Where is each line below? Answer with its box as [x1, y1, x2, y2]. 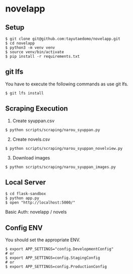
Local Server [5, 178, 46, 187]
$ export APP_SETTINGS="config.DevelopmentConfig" [5, 247, 114, 252]
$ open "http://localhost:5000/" [5, 200, 76, 205]
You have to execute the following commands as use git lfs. [5, 81, 128, 87]
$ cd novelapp [5, 41, 35, 46]
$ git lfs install [5, 90, 44, 96]
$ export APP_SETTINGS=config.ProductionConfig [5, 264, 107, 269]
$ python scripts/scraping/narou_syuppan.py [5, 127, 100, 132]
